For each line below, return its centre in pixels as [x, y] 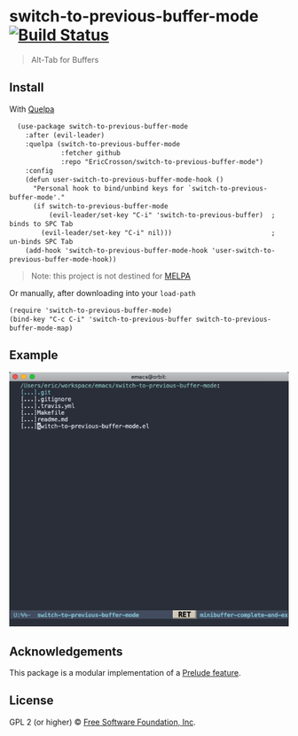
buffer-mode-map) [41, 328]
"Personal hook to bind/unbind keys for [108, 188]
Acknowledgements [66, 651]
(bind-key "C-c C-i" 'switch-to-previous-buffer [101, 319]
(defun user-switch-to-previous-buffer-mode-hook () [125, 179]
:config [39, 170]
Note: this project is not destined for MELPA [110, 276]
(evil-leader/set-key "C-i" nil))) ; [158, 232]
